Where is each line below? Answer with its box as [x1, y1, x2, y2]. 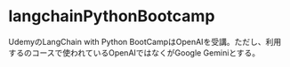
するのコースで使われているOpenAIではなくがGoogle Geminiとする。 [8, 47, 261, 58]
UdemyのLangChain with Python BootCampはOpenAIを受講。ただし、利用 [8, 36, 282, 47]
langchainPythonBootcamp [8, 6, 215, 26]
